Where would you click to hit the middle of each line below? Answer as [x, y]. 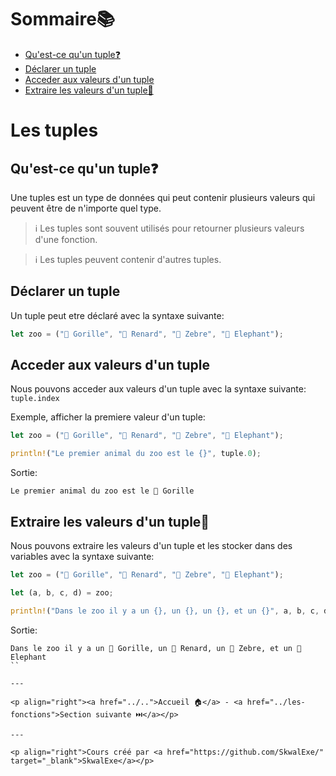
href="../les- [276, 702]
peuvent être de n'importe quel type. [86, 208]
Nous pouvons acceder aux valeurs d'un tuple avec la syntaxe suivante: [158, 389]
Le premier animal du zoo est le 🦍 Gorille [102, 491]
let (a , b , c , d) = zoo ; [62, 592]
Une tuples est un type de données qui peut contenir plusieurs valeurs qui [163, 197]
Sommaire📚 [63, 19]
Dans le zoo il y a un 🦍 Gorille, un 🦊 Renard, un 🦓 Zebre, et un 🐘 [156, 648]
